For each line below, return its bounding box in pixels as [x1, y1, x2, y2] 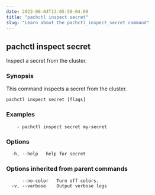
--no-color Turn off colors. [21, 178, 99, 184]
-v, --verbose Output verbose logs [11, 183, 108, 189]
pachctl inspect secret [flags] [6, 97, 86, 103]
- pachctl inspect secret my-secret [17, 123, 108, 130]
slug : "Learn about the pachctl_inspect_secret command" [6, 19, 150, 25]
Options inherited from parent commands [6, 165, 128, 173]
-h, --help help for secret [11, 151, 86, 157]
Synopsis [6, 72, 34, 80]
